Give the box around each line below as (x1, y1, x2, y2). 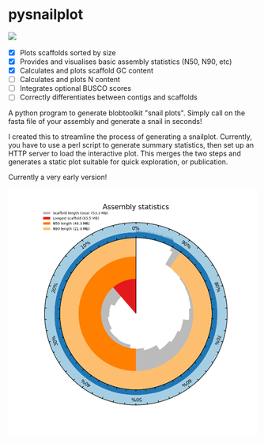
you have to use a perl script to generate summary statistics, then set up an (8, 141, 255, 150)
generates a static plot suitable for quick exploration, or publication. (8, 157, 228, 167)
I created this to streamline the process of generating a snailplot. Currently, (8, 132, 253, 141)
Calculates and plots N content (19, 75, 121, 84)
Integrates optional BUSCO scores (19, 84, 132, 93)
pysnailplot (8, 6, 84, 24)
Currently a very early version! (8, 172, 107, 182)
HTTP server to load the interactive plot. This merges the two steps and (8, 148, 241, 159)
